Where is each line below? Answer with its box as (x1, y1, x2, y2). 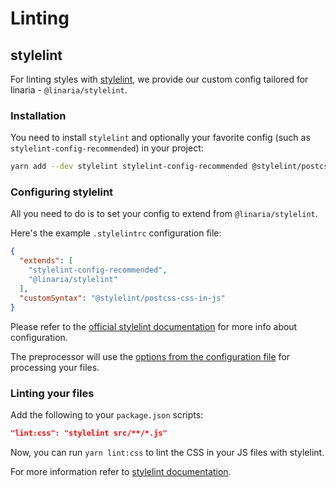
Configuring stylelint (10, 185, 114, 199)
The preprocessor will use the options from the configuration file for (10, 350, 291, 362)
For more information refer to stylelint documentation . (10, 465, 232, 477)
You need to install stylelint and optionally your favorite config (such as (10, 132, 311, 144)
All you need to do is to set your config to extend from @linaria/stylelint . (10, 208, 318, 220)
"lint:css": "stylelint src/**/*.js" (10, 428, 168, 438)
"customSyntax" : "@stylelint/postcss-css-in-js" (19, 293, 226, 303)
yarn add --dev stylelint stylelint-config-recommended (10, 162, 248, 172)
